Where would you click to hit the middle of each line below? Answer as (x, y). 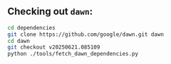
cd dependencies (31, 27)
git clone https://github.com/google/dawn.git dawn (85, 34)
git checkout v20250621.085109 (54, 47)
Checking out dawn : (50, 12)
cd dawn (19, 41)
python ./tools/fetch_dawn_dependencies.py (73, 54)
